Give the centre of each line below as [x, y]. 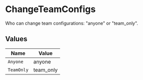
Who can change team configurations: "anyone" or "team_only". [72, 23]
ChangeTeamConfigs [50, 9]
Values [16, 39]
